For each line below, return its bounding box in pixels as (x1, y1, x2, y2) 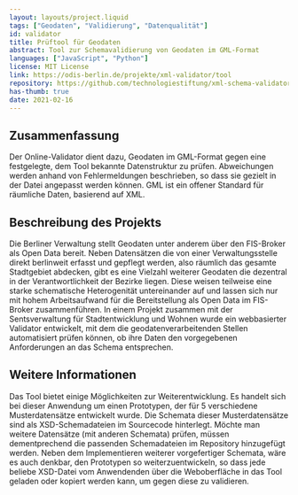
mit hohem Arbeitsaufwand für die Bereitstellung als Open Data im (9, 295, 251, 306)
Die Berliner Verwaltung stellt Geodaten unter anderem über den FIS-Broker (9, 238, 286, 249)
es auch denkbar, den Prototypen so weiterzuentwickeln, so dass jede (9, 457, 266, 468)
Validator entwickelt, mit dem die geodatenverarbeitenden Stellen (9, 323, 248, 333)
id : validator (9, 29, 62, 38)
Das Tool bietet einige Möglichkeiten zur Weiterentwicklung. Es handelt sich (9, 391, 286, 401)
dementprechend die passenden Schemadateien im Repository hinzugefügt (9, 437, 286, 448)
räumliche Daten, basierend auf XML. (9, 189, 145, 200)
